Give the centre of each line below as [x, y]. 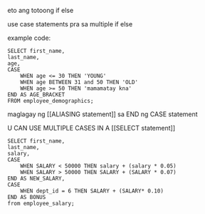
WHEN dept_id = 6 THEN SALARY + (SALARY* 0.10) [92, 191]
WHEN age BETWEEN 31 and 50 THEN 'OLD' [79, 82]
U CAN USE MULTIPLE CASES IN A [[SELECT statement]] [91, 128]
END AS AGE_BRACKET [36, 95]
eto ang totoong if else [41, 10]
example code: [29, 38]
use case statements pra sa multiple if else [70, 24]
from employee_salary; [41, 203]
